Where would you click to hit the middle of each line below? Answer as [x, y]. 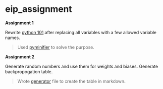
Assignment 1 [19, 23]
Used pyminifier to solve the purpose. [56, 47]
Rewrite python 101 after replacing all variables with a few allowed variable [81, 32]
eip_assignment [39, 9]
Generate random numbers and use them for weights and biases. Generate [81, 66]
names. [13, 38]
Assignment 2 [20, 57]
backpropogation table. [29, 71]
